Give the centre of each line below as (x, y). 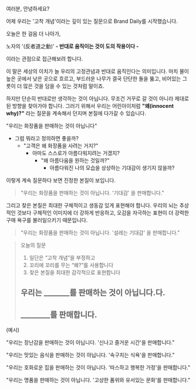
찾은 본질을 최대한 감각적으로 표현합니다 (75, 272)
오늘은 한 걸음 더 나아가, (33, 34)
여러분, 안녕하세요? (28, 9)
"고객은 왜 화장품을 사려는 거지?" (61, 146)
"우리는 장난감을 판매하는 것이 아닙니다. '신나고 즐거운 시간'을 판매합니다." (90, 342)
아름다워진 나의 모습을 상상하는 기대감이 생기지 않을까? (112, 168)
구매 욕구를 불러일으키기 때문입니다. (47, 220)
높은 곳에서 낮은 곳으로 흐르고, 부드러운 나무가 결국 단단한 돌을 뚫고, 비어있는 (94, 79)
